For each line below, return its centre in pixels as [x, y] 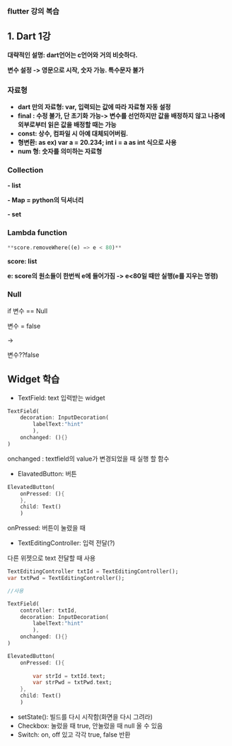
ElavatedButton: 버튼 [47, 473]
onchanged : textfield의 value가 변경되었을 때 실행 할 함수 [88, 459]
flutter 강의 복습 [34, 11]
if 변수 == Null [28, 311]
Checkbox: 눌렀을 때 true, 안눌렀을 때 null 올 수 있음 [90, 725]
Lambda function [37, 233]
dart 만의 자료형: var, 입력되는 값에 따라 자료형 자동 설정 [94, 107]
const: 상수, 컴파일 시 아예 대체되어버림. [73, 133]
